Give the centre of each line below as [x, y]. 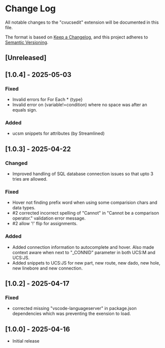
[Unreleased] [26, 58]
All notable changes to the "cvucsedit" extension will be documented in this [82, 22]
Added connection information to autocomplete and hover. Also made [83, 247]
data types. [24, 208]
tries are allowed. [30, 179]
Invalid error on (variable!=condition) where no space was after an [80, 105]
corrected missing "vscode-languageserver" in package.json [74, 309]
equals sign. [25, 110]
